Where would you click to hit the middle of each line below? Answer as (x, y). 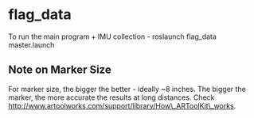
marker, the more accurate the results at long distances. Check (111, 97)
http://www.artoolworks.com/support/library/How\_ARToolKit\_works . (122, 105)
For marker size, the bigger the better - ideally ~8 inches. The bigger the (127, 89)
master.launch (31, 44)
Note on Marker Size (60, 70)
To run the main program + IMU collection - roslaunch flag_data (113, 36)
